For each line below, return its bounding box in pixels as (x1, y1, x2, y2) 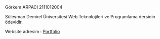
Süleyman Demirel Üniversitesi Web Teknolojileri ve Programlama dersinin (5, 14, 156, 19)
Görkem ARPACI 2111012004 (5, 4, 63, 10)
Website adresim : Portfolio (5, 29, 60, 34)
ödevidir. (5, 19, 23, 25)
